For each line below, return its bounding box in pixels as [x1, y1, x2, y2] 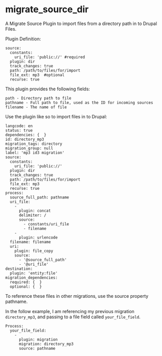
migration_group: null [5, 145, 53, 151]
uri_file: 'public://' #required [14, 55, 85, 60]
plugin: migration [18, 337, 58, 342]
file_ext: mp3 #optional [10, 72, 65, 78]
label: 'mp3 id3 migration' [5, 150, 65, 155]
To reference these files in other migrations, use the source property [5, 293, 149, 299]
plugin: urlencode [18, 235, 58, 240]
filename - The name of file [5, 105, 67, 110]
